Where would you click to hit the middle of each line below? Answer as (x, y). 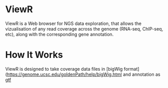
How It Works (34, 55)
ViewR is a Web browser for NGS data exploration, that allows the (73, 23)
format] (132, 69)
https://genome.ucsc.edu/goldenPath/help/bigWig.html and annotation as (83, 74)
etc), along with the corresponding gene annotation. (59, 34)
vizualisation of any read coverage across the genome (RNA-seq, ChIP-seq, (84, 28)
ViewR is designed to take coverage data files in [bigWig (64, 69)
